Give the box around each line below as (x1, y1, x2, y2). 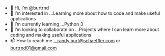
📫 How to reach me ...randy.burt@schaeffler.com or (10, 38, 121, 43)
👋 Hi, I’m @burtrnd (10, 5, 49, 11)
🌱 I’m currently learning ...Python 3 (10, 21, 84, 27)
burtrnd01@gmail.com (10, 45, 57, 51)
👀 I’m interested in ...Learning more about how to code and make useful (10, 10, 160, 16)
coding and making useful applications (10, 32, 92, 38)
